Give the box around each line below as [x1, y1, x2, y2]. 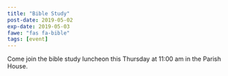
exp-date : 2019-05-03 [7, 23, 70, 30]
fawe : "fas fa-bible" [7, 29, 70, 37]
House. [7, 62, 28, 70]
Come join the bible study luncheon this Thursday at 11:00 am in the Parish [7, 55, 222, 63]
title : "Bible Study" [7, 10, 70, 17]
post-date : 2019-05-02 [7, 17, 73, 23]
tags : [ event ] [7, 36, 49, 43]
